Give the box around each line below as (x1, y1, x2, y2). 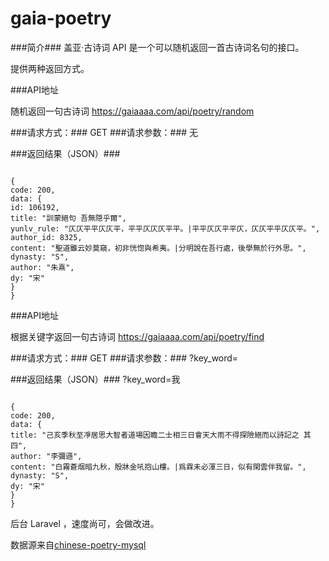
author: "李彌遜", (10, 451, 83, 461)
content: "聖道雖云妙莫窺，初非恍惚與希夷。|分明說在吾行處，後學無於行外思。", (10, 243, 307, 253)
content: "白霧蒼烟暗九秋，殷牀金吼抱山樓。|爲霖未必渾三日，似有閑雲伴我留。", (10, 462, 307, 472)
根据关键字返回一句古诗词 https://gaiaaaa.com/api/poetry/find (10, 330, 265, 342)
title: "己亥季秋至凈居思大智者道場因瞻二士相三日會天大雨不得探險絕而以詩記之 (10, 430, 300, 440)
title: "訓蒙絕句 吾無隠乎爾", (10, 213, 127, 223)
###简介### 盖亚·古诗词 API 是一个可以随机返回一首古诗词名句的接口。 (10, 41, 305, 53)
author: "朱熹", (10, 262, 75, 272)
